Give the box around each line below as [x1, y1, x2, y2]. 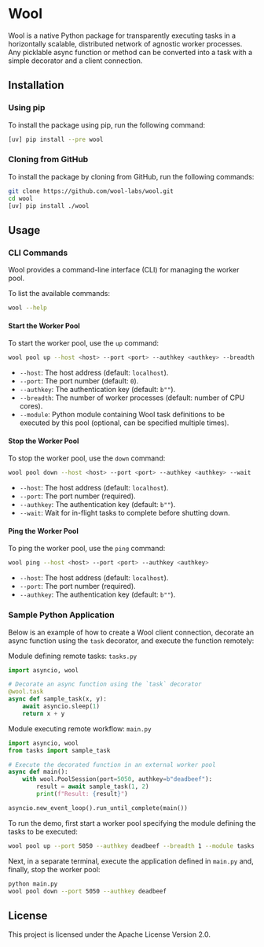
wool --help [8, 304, 47, 312]
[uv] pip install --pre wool [8, 135, 104, 143]
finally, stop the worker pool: [8, 864, 101, 874]
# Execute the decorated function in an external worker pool [8, 760, 216, 768]
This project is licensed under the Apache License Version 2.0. [8, 930, 211, 939]
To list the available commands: [8, 289, 110, 298]
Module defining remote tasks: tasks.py [8, 651, 137, 660]
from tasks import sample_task [8, 746, 111, 754]
